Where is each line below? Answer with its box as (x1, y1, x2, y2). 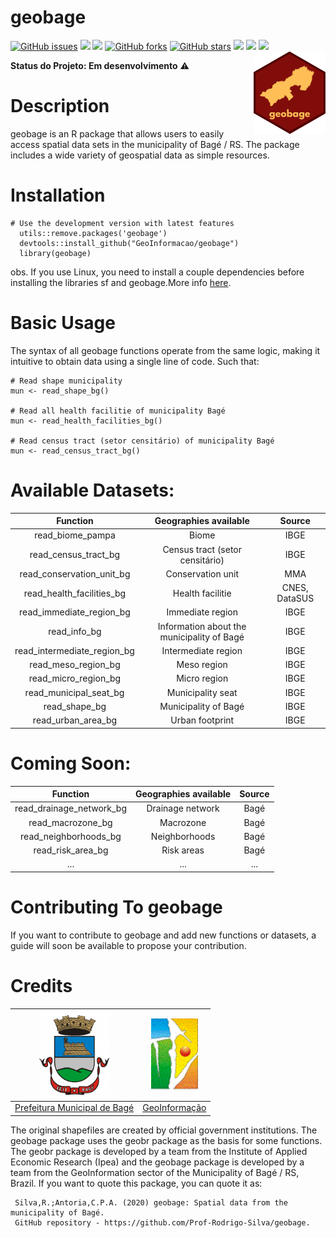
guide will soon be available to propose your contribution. (10, 939, 247, 951)
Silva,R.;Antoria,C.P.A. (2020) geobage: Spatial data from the (14, 1197, 288, 1208)
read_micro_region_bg (28, 672, 122, 685)
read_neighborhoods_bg (20, 830, 122, 842)
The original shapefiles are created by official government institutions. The (10, 1124, 318, 1136)
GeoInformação (142, 1102, 207, 1114)
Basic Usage (10, 312, 116, 334)
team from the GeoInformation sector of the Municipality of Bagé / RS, (10, 1166, 300, 1178)
